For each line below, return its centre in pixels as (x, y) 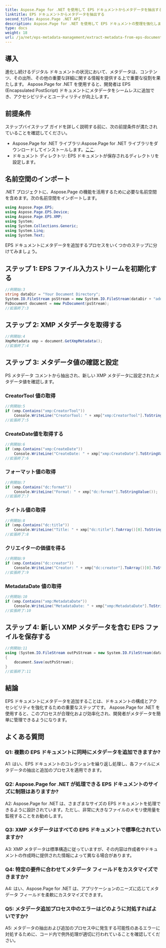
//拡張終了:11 (18, 671)
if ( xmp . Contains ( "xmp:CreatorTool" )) (45, 411)
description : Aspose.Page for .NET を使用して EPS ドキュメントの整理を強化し (81, 24)
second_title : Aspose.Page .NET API (43, 19)
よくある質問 (25, 737)
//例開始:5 (15, 406)
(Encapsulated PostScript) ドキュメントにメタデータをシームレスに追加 (78, 90)
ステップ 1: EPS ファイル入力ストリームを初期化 (78, 269)
